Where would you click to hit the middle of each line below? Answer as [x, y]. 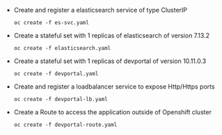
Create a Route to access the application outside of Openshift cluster [113, 112]
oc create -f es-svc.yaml [51, 23]
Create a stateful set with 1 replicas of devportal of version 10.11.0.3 [110, 61]
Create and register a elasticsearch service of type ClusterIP [101, 10]
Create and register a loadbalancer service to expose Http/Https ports [114, 87]
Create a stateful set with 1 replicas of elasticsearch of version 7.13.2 [112, 35]
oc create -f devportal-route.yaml [65, 125]
